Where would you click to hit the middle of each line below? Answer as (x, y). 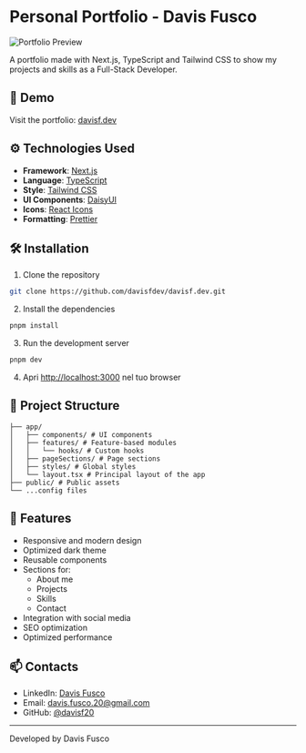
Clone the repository (61, 275)
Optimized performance (67, 637)
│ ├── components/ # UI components (81, 434)
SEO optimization (55, 627)
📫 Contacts (44, 667)
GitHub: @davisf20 (58, 713)
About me (55, 579)
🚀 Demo (32, 98)
